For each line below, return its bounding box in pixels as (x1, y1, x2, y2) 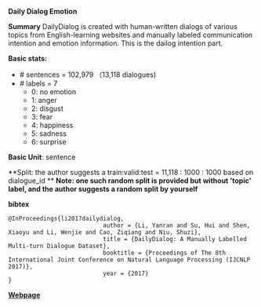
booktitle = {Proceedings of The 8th (103, 249, 226, 257)
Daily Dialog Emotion (8, 7, 78, 16)
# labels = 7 (19, 79, 58, 88)
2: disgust (31, 104, 64, 113)
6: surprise (31, 137, 67, 146)
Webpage (8, 291, 41, 299)
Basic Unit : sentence (8, 152, 76, 162)
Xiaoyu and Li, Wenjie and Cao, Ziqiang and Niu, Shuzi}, (8, 228, 201, 236)
